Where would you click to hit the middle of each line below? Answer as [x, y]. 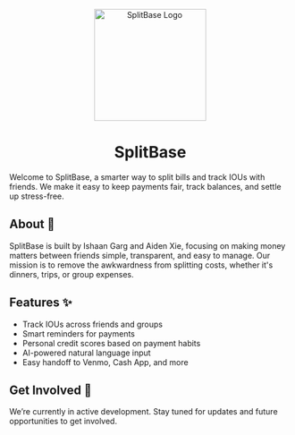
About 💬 [32, 224]
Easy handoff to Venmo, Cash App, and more [105, 362]
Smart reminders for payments [79, 333]
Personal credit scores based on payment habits [111, 343]
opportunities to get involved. [63, 422]
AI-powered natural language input [86, 353]
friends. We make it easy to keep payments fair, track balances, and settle [145, 186]
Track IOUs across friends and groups [93, 324]
